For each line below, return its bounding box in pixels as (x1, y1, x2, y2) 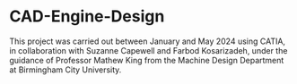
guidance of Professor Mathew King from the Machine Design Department (9, 55, 284, 65)
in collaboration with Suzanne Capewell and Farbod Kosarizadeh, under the (9, 45, 288, 55)
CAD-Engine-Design (9, 6, 165, 27)
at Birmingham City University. (9, 64, 122, 75)
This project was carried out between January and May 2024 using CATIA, (9, 36, 285, 46)
